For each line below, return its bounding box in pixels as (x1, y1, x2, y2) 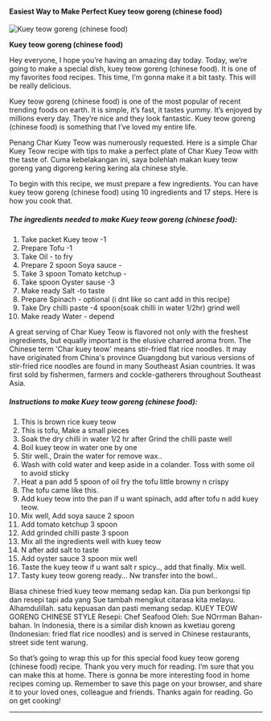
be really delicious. (9, 81, 72, 91)
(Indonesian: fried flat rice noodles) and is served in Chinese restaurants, (9, 629, 252, 639)
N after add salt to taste (20, 545, 100, 555)
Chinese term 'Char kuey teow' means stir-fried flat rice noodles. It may (9, 344, 247, 354)
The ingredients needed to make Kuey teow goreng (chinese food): (9, 214, 238, 224)
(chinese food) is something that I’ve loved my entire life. (9, 122, 198, 132)
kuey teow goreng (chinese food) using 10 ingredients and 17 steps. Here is (9, 187, 259, 197)
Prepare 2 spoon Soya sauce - (20, 260, 122, 270)
